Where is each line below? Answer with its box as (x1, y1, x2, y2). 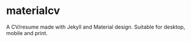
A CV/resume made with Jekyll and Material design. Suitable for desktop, (6, 23, 186, 30)
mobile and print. (6, 29, 48, 36)
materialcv (6, 4, 61, 17)
